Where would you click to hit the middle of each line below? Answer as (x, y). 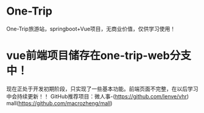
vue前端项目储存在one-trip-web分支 (99, 56)
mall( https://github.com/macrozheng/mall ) (59, 103)
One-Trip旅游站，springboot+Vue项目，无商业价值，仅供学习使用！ (91, 29)
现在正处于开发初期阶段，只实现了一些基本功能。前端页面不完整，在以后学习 (102, 89)
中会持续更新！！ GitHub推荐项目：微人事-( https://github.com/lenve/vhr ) (98, 96)
